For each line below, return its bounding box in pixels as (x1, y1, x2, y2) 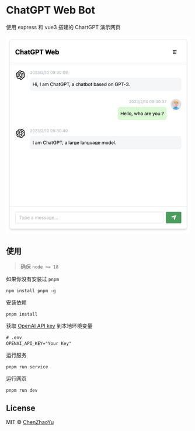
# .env (6, 334, 22, 340)
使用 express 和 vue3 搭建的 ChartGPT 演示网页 (6, 23, 121, 30)
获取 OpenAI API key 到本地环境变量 (6, 322, 93, 329)
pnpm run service (6, 364, 48, 370)
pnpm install (6, 311, 38, 317)
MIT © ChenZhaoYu (6, 419, 54, 426)
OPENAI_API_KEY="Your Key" (6, 340, 72, 346)
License (6, 403, 36, 413)
